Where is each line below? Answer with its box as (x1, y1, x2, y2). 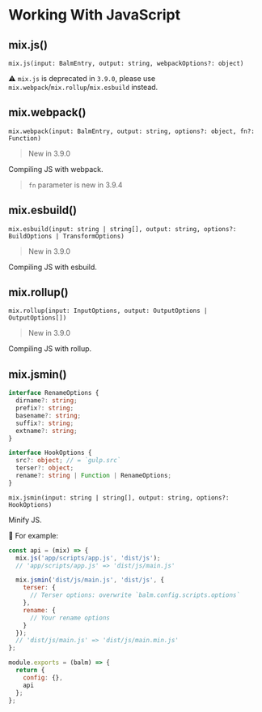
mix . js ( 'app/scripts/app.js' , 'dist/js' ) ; (15, 554, 161, 562)
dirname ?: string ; (15, 397, 78, 405)
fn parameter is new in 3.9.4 (27, 180, 123, 190)
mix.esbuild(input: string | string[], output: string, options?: (8, 225, 237, 233)
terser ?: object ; (15, 464, 74, 472)
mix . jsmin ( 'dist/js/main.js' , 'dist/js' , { (15, 576, 164, 585)
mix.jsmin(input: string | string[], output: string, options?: (8, 493, 230, 502)
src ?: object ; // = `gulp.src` (15, 457, 121, 465)
